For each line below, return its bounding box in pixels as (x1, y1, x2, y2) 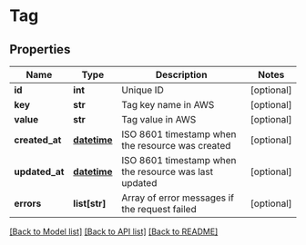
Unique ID (121, 83, 164, 96)
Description (155, 69, 208, 81)
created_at (14, 133, 62, 146)
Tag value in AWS (121, 113, 197, 125)
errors (14, 197, 42, 210)
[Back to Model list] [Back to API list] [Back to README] (9, 226, 219, 237)
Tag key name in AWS (121, 99, 215, 111)
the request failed (121, 203, 198, 215)
